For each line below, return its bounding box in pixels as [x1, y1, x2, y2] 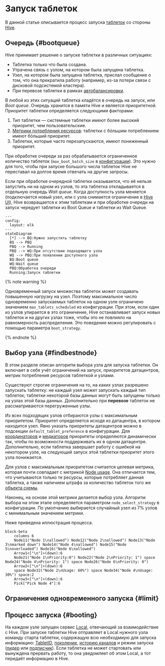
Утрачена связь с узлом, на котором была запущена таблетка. [12, 67, 145, 72]
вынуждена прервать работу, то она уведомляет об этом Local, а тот [5, 650, 151, 656]
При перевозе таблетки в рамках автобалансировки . [12, 87, 125, 94]
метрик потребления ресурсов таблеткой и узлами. [5, 372, 115, 378]
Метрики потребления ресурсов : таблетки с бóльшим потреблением [12, 128, 159, 134]
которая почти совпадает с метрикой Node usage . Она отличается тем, [5, 469, 156, 475]
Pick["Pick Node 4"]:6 [14, 581, 61, 586]
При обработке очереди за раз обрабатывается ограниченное [5, 153, 137, 159]
